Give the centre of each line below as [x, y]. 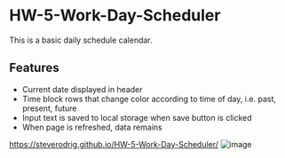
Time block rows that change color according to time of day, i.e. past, [149, 99]
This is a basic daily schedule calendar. [81, 40]
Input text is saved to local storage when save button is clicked [137, 117]
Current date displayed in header [83, 89]
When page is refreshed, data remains [92, 127]
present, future [49, 108]
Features [34, 68]
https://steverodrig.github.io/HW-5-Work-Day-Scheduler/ [114, 144]
